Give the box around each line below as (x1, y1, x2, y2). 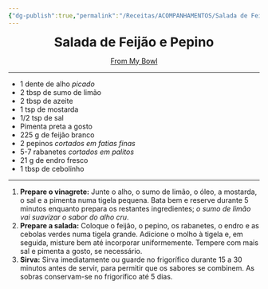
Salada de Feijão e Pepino (53, 34, 215, 50)
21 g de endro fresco (19, 155, 89, 164)
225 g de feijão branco (19, 129, 95, 140)
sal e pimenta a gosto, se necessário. (19, 246, 143, 255)
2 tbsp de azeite (19, 96, 73, 105)
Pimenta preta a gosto (19, 121, 93, 131)
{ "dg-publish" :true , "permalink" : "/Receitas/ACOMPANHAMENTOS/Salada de (8, 11, 248, 20)
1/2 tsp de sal (19, 113, 64, 122)
